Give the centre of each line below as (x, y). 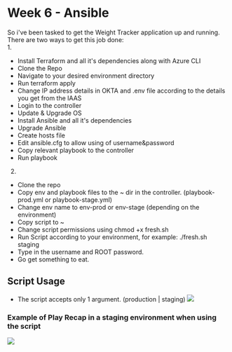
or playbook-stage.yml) (79, 199)
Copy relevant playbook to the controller (76, 150)
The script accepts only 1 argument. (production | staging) (101, 299)
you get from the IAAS (49, 98)
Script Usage (36, 282)
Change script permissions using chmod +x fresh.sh (93, 229)
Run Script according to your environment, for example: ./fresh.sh (112, 237)
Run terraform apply (46, 83)
